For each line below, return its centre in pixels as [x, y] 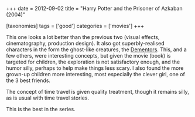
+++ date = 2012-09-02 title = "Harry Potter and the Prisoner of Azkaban [94, 8]
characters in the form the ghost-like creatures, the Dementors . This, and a [97, 49]
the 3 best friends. [28, 80]
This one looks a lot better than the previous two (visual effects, [83, 37]
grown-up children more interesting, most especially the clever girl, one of [96, 74]
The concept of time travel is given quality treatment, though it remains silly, [97, 92]
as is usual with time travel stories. [48, 98]
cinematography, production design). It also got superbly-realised [85, 43]
